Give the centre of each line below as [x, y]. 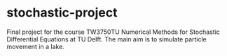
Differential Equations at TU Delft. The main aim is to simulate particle [107, 39]
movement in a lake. [35, 46]
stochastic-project [62, 13]
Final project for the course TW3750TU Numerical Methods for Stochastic [113, 32]
